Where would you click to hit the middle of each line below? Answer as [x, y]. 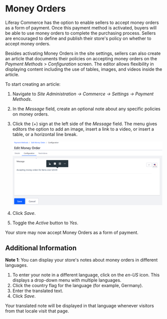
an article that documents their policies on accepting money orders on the [81, 58]
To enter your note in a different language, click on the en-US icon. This [86, 275]
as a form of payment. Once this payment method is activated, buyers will [81, 27]
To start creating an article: [33, 84]
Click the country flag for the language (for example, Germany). [78, 286]
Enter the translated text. [38, 291]
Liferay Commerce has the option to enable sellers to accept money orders [82, 22]
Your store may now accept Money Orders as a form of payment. [72, 232]
